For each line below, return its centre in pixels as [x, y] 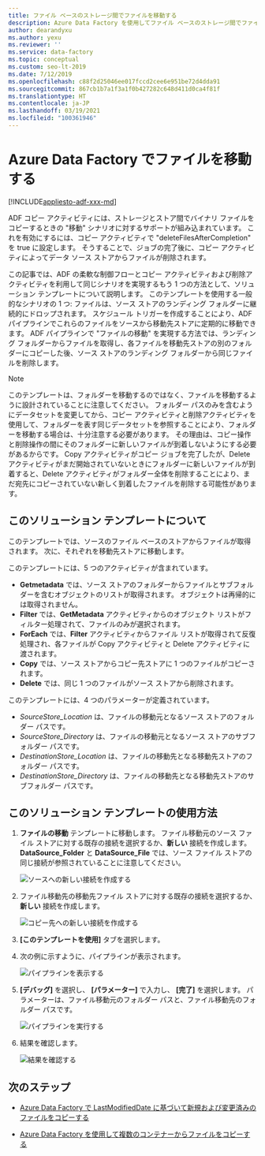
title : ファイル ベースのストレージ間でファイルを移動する [93, 15]
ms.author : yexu [35, 37]
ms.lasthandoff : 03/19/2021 [54, 111]
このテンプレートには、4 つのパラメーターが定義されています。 [111, 699]
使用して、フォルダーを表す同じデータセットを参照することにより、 [118, 424]
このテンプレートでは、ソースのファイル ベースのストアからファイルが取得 [130, 541]
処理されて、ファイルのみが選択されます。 [116, 624]
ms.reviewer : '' [35, 45]
